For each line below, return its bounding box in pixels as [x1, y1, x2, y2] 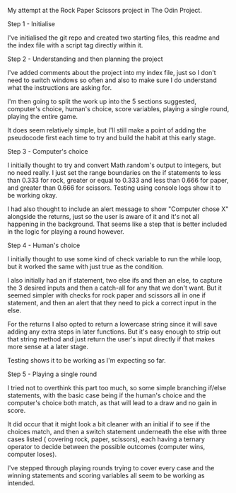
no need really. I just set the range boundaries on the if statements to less [7, 169, 221, 176]
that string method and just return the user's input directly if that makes [7, 335, 216, 343]
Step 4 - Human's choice [7, 241, 81, 249]
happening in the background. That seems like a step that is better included [7, 220, 228, 228]
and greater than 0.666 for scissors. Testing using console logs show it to [7, 183, 221, 192]
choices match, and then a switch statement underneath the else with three [7, 428, 228, 436]
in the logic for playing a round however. [7, 227, 125, 236]
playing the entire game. [7, 113, 78, 120]
